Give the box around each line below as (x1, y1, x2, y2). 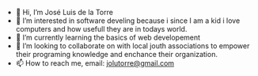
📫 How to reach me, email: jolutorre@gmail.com (15, 59, 175, 67)
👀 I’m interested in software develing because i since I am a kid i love (15, 16, 241, 25)
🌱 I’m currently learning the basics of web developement (15, 32, 200, 42)
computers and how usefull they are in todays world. (15, 25, 188, 33)
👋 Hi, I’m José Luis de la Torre (15, 8, 113, 17)
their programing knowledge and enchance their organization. (15, 50, 218, 59)
